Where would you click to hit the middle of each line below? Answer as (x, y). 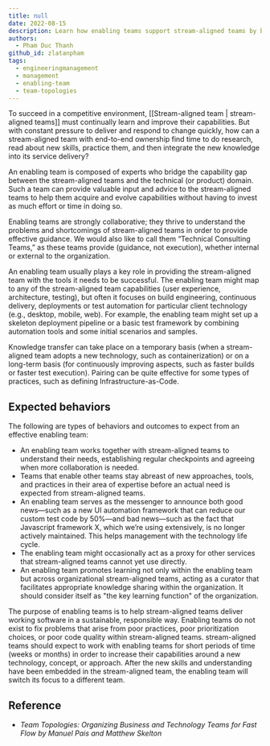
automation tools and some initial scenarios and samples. (103, 332)
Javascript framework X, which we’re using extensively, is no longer (133, 528)
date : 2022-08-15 (37, 23)
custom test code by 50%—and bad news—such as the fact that (127, 519)
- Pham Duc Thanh (45, 46)
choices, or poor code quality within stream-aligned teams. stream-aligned (132, 637)
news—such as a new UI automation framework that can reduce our (133, 510)
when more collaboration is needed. (80, 467)
